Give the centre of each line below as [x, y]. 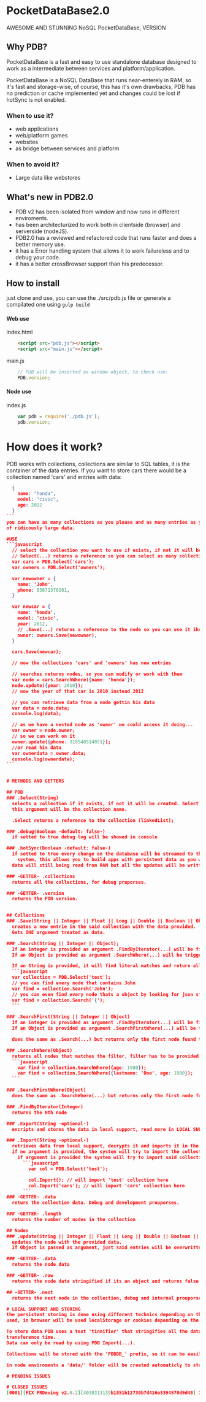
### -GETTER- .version [35, 893]
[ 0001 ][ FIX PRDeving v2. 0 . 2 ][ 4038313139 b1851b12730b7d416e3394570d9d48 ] [101, 1393]
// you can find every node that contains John [74, 983]
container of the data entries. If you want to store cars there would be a [97, 470]
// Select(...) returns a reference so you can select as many [94, 556]
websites [27, 142]
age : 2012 [30, 505]
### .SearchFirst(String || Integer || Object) [68, 1017]
